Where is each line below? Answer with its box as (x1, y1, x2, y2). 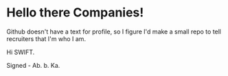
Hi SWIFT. (6, 48, 35, 56)
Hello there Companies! (6, 5, 144, 21)
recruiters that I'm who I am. (6, 34, 87, 42)
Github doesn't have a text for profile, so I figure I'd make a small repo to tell (6, 27, 221, 36)
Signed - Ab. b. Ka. (6, 61, 60, 69)
